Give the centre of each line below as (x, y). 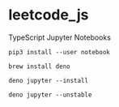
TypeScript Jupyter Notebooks (60, 37)
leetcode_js (49, 15)
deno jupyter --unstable (50, 95)
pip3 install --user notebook (59, 52)
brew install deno (39, 66)
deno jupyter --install (49, 80)
